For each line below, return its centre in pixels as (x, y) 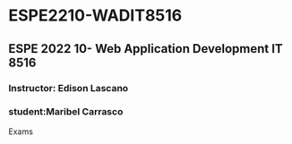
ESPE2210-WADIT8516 (95, 16)
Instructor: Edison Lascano (69, 88)
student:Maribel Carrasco (66, 112)
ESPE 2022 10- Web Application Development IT (146, 49)
